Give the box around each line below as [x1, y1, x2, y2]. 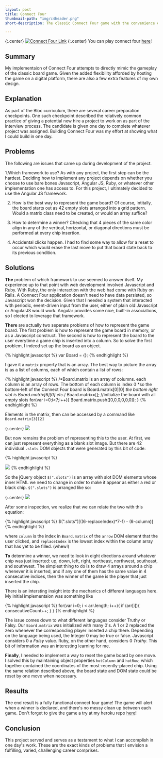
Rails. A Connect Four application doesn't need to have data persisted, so [5, 292, 152, 298]
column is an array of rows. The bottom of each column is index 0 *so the [5, 381, 152, 387]
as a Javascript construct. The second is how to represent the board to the [5, 332, 155, 338]
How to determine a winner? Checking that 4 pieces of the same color [12, 219, 152, 225]
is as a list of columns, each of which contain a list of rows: [5, 367, 123, 372]
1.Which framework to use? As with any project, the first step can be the [5, 169, 149, 175]
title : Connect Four [5, 12, 47, 17]
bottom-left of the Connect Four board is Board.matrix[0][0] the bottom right [5, 387, 158, 392]
